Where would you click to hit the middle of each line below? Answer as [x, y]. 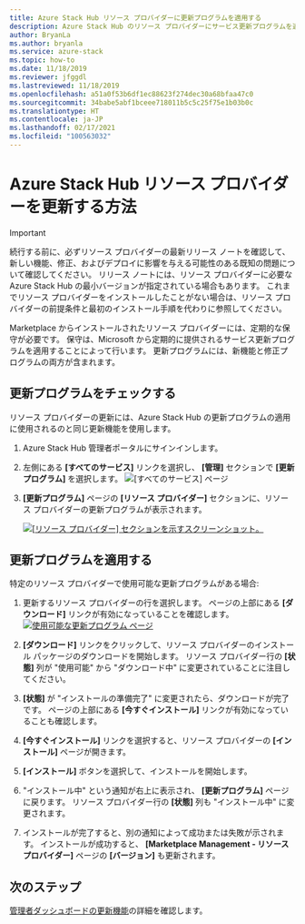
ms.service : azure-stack [56, 52]
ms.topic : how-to [42, 60]
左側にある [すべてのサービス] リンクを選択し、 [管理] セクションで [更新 [158, 467]
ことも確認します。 [66, 721]
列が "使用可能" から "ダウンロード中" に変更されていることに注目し [163, 668]
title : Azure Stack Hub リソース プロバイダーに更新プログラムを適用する [135, 18]
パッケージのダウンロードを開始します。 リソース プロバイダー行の [158, 656]
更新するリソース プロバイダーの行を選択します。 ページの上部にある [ [154, 603]
